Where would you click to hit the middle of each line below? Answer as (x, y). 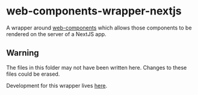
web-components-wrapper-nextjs (94, 11)
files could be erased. (33, 74)
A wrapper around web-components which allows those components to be (99, 28)
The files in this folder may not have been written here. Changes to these (97, 67)
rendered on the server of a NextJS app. (56, 34)
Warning (23, 53)
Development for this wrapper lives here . (57, 85)
